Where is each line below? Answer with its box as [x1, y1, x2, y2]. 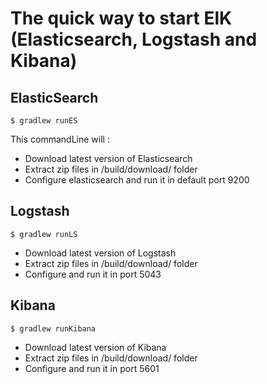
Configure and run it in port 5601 [24, 362, 160, 374]
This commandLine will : [10, 133, 110, 145]
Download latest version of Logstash [24, 247, 177, 259]
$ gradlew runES [10, 116, 78, 126]
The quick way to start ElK [10, 7, 233, 30]
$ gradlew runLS [10, 229, 78, 239]
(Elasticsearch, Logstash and [10, 28, 258, 51]
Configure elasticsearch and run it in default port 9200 [24, 174, 250, 186]
